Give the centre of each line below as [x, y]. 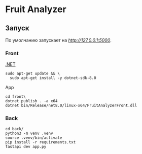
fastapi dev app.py [26, 146]
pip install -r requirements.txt [41, 142]
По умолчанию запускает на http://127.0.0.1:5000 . [58, 40]
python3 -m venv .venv [29, 133]
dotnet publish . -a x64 [31, 101]
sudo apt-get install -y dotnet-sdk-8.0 [53, 78]
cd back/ [14, 129]
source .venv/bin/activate [34, 138]
